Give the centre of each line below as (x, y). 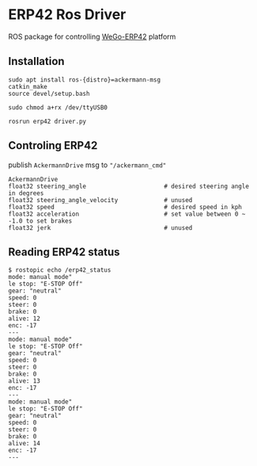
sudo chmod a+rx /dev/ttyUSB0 (58, 107)
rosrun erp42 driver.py (47, 121)
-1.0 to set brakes (40, 221)
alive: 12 (25, 319)
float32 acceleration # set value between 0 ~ (127, 214)
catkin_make (28, 86)
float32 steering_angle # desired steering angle (128, 186)
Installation (36, 61)
